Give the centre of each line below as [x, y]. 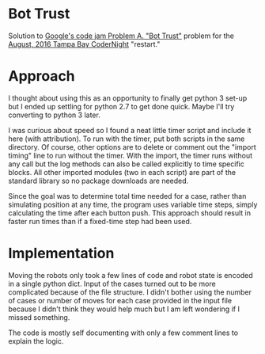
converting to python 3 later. [54, 115]
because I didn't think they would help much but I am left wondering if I [124, 309]
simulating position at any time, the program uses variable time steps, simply [133, 204]
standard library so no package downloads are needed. [98, 181]
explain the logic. [36, 341]
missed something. [39, 317]
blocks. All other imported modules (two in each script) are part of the [122, 172]
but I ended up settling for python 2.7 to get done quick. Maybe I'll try [121, 106]
